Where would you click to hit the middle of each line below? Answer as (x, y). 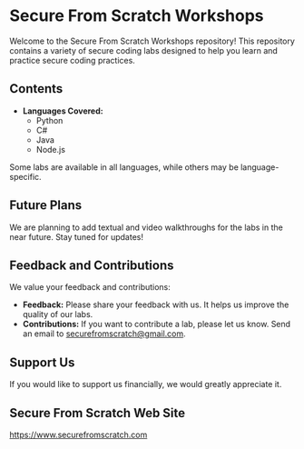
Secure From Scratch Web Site (98, 413)
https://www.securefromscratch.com (78, 434)
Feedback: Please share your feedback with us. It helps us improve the (156, 304)
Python (49, 120)
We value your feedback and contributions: (90, 287)
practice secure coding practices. (73, 60)
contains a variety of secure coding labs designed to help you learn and (144, 50)
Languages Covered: (63, 111)
